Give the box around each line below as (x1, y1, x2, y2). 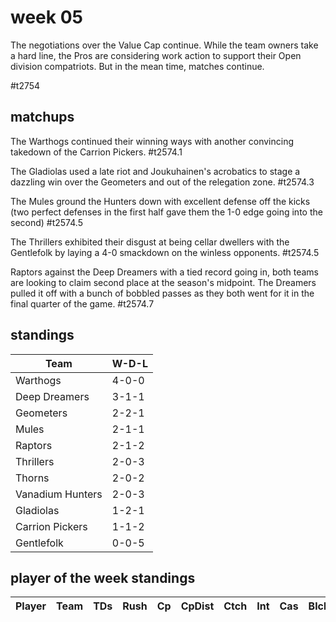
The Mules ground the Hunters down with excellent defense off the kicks (10, 195, 311, 207)
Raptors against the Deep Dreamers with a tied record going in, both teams (10, 266, 319, 278)
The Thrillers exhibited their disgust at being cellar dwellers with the (10, 236, 290, 248)
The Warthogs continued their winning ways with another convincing (10, 135, 295, 147)
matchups (10, 109, 75, 126)
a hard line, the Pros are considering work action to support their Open (10, 49, 302, 61)
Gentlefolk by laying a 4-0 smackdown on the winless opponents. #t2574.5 (10, 246, 320, 258)
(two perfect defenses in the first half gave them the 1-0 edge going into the (10, 206, 323, 218)
